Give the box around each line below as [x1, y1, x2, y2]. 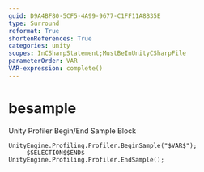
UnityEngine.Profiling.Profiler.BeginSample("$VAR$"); [8, 141, 198, 149]
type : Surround [8, 19, 60, 27]
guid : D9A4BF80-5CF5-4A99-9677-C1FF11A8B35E [8, 11, 161, 20]
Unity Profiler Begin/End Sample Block [8, 126, 137, 136]
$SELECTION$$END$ [26, 149, 85, 157]
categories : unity [8, 42, 70, 50]
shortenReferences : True [8, 34, 92, 43]
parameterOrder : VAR [8, 57, 79, 65]
